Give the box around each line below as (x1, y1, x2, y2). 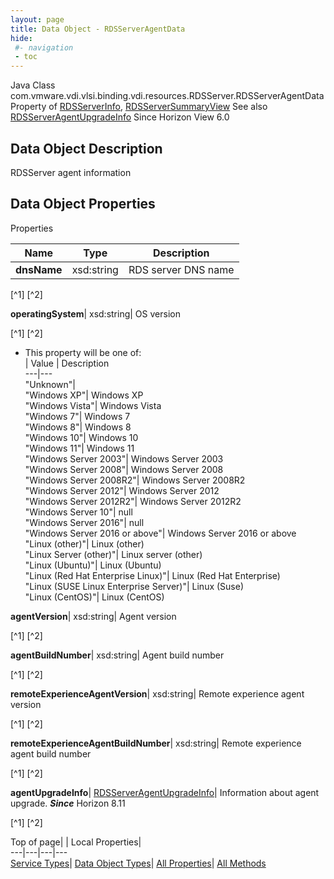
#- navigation (14, 42, 74, 53)
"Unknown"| (24, 378, 77, 390)
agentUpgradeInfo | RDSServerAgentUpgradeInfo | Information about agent (10, 786, 320, 798)
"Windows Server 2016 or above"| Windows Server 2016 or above (24, 527, 297, 539)
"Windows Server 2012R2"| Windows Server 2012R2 (24, 495, 242, 507)
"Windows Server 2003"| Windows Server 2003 (24, 452, 224, 465)
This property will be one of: (24, 346, 142, 358)
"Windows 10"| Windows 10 (24, 431, 139, 443)
